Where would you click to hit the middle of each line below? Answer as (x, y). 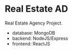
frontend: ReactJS (31, 43)
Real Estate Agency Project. (34, 23)
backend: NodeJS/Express (40, 38)
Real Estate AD (36, 9)
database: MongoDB (33, 33)
